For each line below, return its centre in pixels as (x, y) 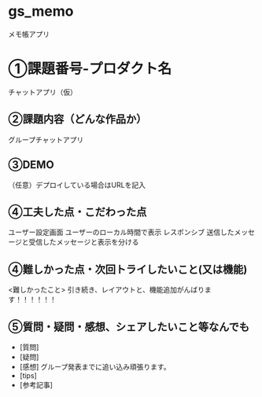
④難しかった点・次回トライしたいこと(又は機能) (128, 269)
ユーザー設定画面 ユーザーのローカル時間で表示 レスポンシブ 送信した (121, 232)
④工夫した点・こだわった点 (77, 212)
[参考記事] (36, 384)
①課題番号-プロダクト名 (90, 69)
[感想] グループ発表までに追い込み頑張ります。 (95, 366)
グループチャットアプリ (46, 139)
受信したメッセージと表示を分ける (84, 242)
